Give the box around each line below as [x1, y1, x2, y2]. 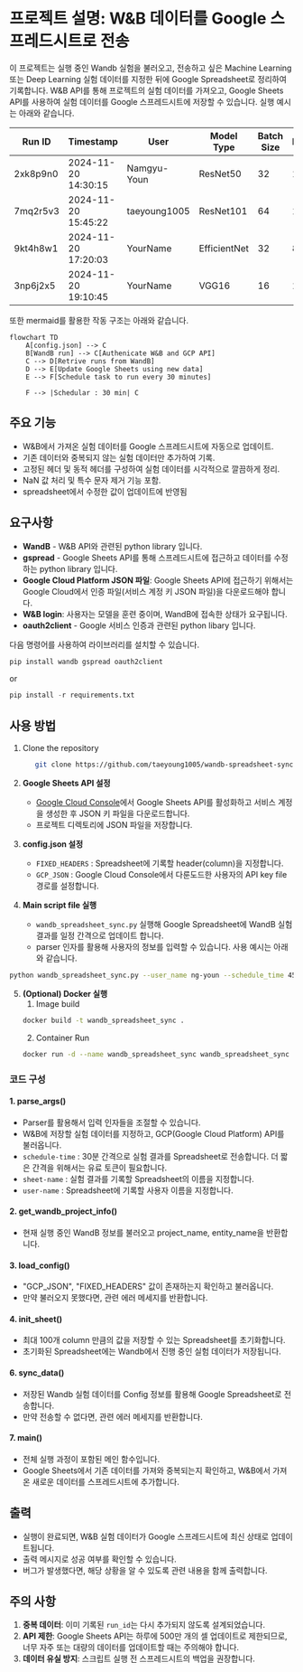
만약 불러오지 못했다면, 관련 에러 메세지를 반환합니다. [22, 1292, 208, 1303]
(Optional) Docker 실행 [22, 988, 108, 999]
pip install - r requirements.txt [9, 690, 135, 700]
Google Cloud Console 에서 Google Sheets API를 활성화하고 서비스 [35, 797, 277, 807]
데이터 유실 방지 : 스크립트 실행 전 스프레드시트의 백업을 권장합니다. [22, 1653, 255, 1664]
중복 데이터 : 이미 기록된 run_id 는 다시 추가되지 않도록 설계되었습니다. [22, 1620, 266, 1630]
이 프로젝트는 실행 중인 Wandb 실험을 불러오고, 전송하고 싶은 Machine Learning [9, 62, 292, 73]
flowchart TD [9, 333, 59, 342]
